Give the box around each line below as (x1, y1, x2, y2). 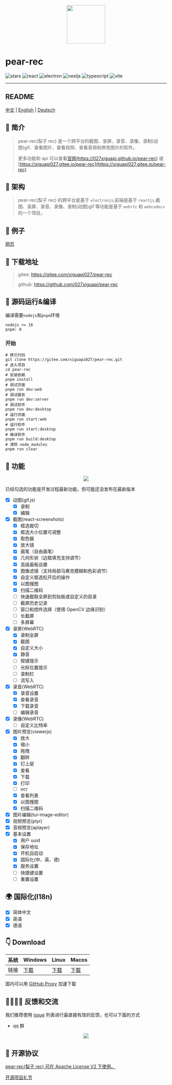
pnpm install (5, 377, 33, 382)
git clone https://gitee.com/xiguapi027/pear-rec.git (5, 357, 123, 362)
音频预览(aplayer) (12, 824, 50, 831)
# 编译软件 (5, 432, 26, 437)
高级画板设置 (20, 561, 48, 567)
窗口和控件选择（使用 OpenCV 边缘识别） (20, 606, 109, 612)
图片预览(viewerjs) (12, 729, 52, 735)
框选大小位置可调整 (20, 529, 61, 535)
